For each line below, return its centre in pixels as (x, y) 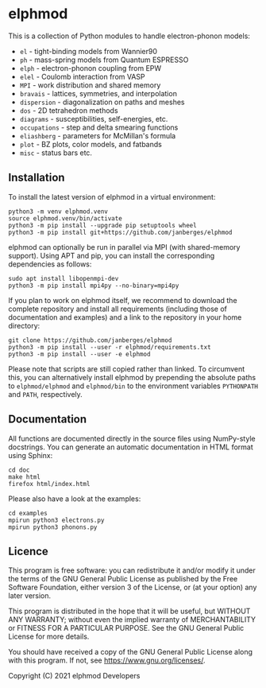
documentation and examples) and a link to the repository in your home (125, 317)
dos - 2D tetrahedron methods (69, 110)
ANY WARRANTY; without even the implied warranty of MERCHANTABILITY (132, 620)
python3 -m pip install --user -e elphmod (79, 354)
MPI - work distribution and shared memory (90, 85)
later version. (30, 596)
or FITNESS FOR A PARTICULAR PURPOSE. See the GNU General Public (126, 628)
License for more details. (49, 636)
